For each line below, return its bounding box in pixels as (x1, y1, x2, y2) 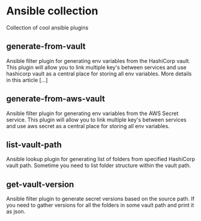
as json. (6, 208, 26, 215)
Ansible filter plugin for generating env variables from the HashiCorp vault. (6, 57, 191, 64)
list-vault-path (6, 140, 62, 150)
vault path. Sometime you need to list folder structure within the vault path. (6, 162, 191, 169)
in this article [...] (6, 76, 48, 83)
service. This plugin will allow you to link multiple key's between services (6, 116, 187, 123)
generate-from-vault (6, 41, 86, 52)
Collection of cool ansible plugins (6, 24, 89, 31)
